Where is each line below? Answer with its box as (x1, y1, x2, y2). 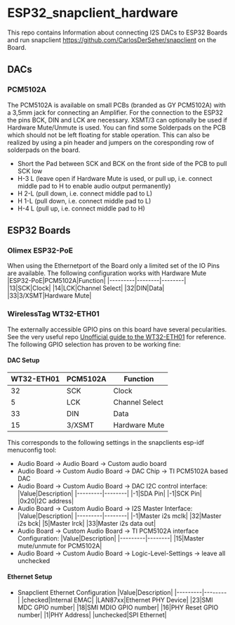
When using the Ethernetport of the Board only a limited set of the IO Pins (7, 262, 220, 270)
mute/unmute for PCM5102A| (17, 541, 102, 550)
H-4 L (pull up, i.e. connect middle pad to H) (17, 204, 145, 213)
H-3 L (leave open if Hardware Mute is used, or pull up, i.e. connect (17, 174, 213, 182)
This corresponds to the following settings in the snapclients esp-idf (7, 438, 205, 446)
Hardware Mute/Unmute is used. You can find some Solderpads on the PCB (7, 123, 226, 132)
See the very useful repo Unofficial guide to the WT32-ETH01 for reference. (7, 332, 227, 341)
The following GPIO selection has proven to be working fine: (7, 340, 181, 348)
